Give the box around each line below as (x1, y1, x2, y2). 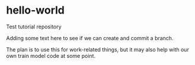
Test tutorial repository (6, 23, 62, 30)
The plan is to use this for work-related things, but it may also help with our (6, 45, 190, 53)
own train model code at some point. (6, 52, 96, 59)
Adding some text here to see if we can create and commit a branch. (6, 34, 174, 41)
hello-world (6, 4, 65, 17)
